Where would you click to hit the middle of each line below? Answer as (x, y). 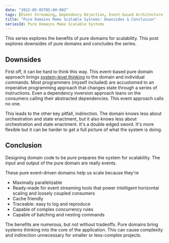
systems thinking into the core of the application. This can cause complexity (84, 229)
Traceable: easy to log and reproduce (51, 204)
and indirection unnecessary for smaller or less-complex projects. (73, 235)
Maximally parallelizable (37, 183)
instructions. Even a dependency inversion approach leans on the (73, 93)
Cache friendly (28, 198)
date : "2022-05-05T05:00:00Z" (37, 10)
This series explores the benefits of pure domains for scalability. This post (82, 38)
